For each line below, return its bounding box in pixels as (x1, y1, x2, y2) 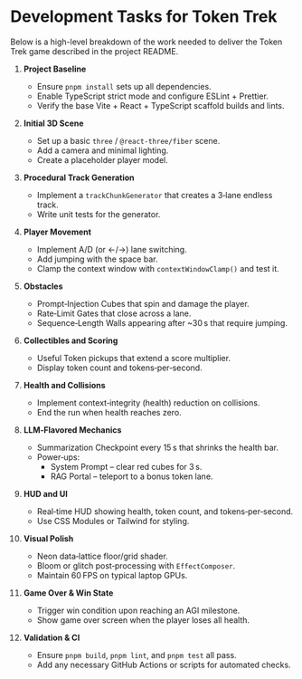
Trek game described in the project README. (10, 45, 179, 56)
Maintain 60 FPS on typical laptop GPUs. (36, 569, 188, 580)
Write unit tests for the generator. (36, 208, 161, 219)
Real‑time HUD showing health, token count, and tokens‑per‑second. (36, 505, 294, 517)
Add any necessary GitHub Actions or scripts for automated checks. (36, 659, 292, 670)
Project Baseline (23, 63, 87, 74)
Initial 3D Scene (23, 118, 84, 129)
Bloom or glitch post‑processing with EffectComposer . (36, 559, 236, 571)
